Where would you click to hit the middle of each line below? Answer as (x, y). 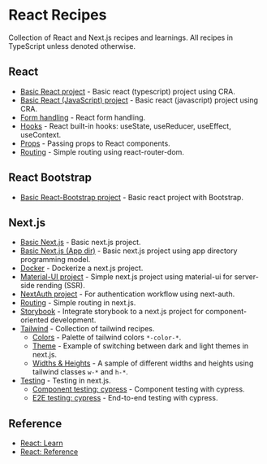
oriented (34, 320)
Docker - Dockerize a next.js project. (82, 268)
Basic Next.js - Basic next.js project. (80, 243)
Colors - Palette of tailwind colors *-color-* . (107, 337)
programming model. (55, 260)
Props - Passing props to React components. (95, 143)
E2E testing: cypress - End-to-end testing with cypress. (125, 398)
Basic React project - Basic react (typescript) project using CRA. (127, 91)
